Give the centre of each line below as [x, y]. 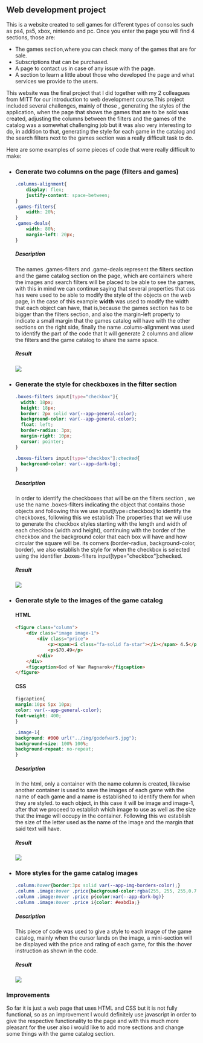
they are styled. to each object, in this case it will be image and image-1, [105, 803]
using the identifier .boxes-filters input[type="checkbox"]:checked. [99, 556]
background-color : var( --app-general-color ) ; [79, 419]
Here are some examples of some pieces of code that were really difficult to [101, 149]
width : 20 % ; [41, 212]
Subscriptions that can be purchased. [62, 62]
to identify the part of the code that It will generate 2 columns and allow [104, 333]
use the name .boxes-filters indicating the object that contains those [100, 505]
